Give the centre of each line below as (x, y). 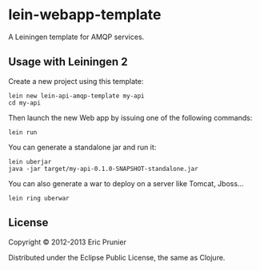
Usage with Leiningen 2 (68, 62)
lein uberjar (30, 161)
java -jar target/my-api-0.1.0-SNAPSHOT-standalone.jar (103, 169)
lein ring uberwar (39, 198)
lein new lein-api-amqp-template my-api (77, 96)
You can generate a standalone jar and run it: (82, 147)
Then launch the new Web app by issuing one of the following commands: (130, 117)
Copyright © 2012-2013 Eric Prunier (67, 242)
